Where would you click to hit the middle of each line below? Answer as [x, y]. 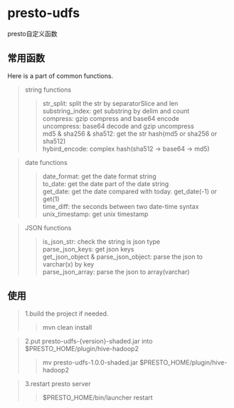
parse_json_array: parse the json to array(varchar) [116, 272]
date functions [46, 162]
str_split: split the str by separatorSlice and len [110, 103]
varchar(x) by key [68, 264]
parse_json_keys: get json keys [88, 249]
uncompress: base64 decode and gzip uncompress [118, 126]
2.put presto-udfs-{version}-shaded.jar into [89, 341]
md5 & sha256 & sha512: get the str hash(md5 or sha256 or [130, 134]
